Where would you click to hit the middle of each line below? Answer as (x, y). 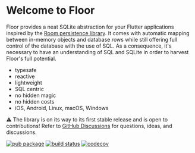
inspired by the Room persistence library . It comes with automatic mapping (98, 33)
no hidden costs (34, 101)
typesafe (26, 70)
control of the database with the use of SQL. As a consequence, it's (89, 46)
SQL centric (29, 89)
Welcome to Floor (51, 10)
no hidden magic (35, 95)
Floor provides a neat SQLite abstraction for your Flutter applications (90, 27)
